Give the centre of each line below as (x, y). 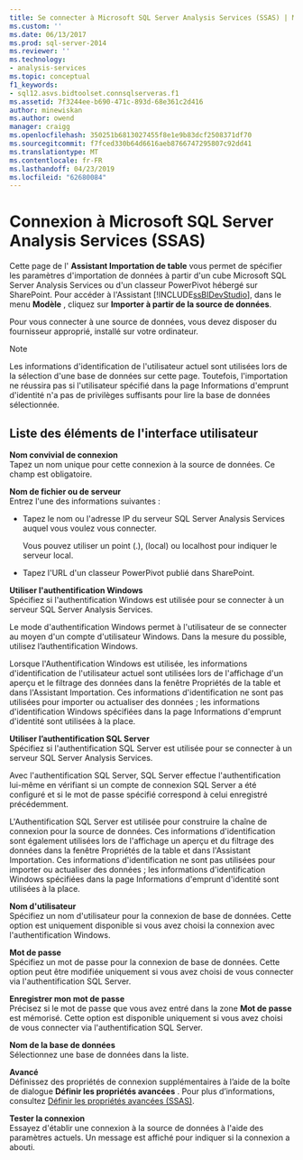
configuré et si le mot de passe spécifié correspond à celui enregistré (138, 794)
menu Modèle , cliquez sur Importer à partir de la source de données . (141, 304)
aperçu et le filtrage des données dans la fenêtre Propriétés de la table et (145, 683)
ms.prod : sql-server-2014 (58, 43)
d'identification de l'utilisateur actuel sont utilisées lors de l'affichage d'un (147, 673)
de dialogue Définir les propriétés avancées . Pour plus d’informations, (142, 1091)
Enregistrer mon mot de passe (67, 999)
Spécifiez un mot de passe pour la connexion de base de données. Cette (145, 962)
